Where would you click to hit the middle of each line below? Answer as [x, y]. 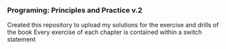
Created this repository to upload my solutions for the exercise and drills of [113, 25]
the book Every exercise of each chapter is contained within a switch [105, 32]
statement [21, 39]
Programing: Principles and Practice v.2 [75, 10]
